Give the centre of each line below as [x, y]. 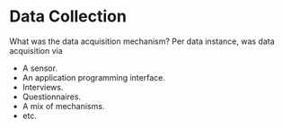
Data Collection [68, 17]
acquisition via [36, 50]
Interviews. [43, 87]
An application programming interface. [94, 77]
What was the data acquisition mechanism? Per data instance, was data [142, 41]
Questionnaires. [52, 97]
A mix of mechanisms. [63, 106]
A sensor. [40, 68]
